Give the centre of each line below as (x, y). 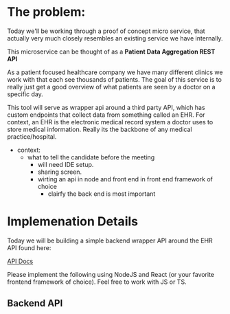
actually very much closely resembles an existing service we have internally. (115, 38)
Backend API (35, 303)
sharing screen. (60, 172)
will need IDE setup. (66, 164)
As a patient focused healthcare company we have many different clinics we (115, 72)
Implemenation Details (73, 222)
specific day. (25, 94)
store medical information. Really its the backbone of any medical (100, 129)
